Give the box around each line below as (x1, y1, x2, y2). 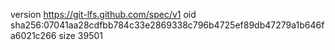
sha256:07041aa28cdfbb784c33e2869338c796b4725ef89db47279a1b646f (10, 19, 325, 31)
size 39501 (58, 30, 104, 41)
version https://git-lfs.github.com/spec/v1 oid (10, 9, 197, 20)
